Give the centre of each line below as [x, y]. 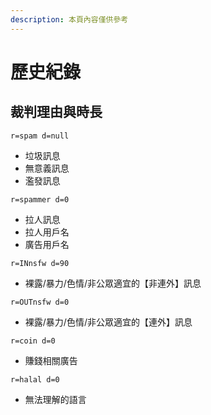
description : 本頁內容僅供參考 [69, 19]
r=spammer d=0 [40, 199]
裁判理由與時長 [56, 112]
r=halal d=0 [35, 379]
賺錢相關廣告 [51, 360]
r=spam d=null [40, 136]
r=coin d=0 [33, 341]
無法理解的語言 [55, 399]
